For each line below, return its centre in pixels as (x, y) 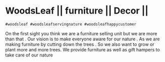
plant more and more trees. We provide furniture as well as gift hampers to (82, 49)
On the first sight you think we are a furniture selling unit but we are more (81, 33)
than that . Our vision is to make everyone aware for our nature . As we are (82, 39)
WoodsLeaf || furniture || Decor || (77, 11)
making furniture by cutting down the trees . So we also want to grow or (80, 44)
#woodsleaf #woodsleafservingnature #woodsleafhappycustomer (71, 24)
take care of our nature (29, 55)
